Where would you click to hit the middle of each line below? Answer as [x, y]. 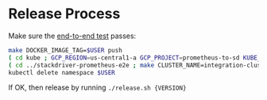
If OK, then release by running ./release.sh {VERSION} [97, 87]
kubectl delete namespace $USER [62, 72]
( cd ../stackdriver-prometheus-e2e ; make [81, 65]
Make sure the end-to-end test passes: [72, 36]
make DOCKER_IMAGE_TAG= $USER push [66, 50]
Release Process [64, 14]
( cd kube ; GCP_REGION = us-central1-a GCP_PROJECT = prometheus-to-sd [124, 58]
